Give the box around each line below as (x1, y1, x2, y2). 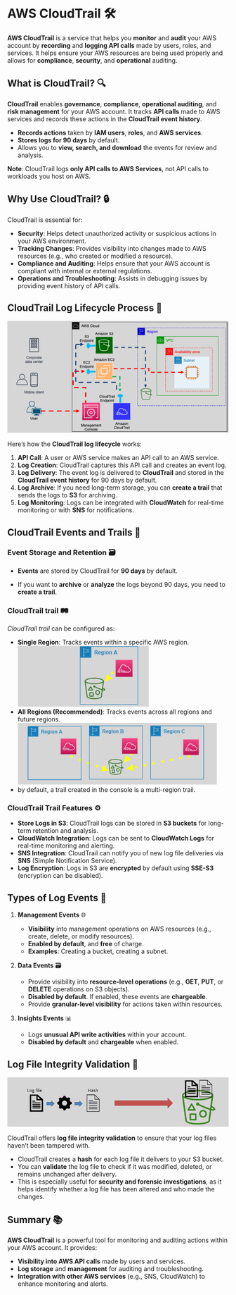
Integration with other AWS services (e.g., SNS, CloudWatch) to (17, 1272, 206, 1281)
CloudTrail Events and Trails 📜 (7, 526, 141, 538)
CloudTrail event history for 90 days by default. (17, 476, 157, 485)
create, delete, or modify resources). (27, 932, 135, 941)
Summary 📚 (7, 1213, 63, 1226)
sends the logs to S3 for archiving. (17, 491, 118, 500)
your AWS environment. (17, 237, 86, 245)
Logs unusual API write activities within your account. (27, 1030, 187, 1039)
